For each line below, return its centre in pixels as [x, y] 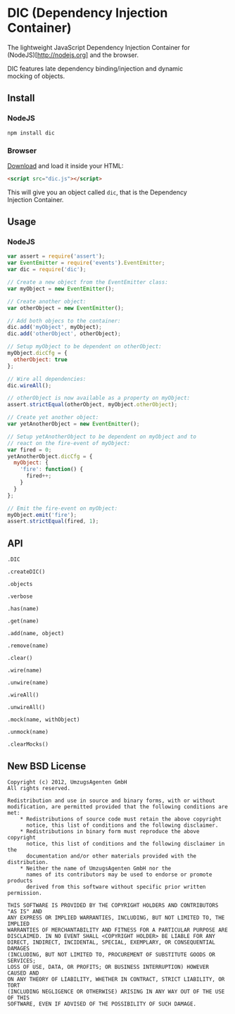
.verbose [20, 596]
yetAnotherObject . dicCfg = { [50, 456]
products [20, 881]
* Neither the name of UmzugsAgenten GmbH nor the [96, 868]
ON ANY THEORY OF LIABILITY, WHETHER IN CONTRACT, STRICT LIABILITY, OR [116, 979]
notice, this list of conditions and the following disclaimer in [125, 844]
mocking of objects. [36, 76]
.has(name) [23, 609]
